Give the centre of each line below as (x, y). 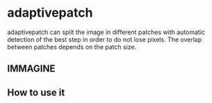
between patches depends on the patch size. (72, 47)
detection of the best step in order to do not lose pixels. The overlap (105, 39)
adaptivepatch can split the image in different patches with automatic (106, 32)
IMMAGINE (31, 69)
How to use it (36, 92)
